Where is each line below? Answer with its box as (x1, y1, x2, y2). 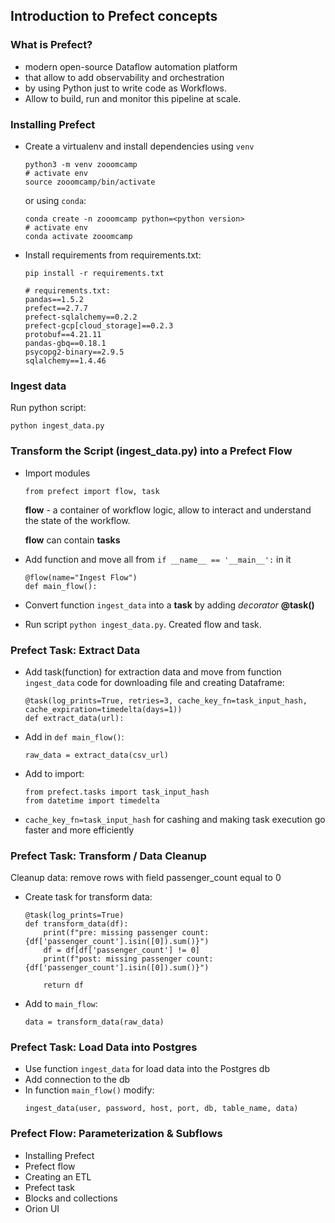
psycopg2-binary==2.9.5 (24, 347, 125, 357)
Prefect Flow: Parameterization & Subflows (10, 1127, 223, 1141)
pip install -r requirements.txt (24, 268, 165, 278)
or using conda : (24, 194, 87, 206)
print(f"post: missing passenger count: (43, 954, 214, 964)
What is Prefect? (10, 38, 93, 52)
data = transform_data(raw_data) (24, 1017, 165, 1028)
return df (43, 980, 84, 991)
